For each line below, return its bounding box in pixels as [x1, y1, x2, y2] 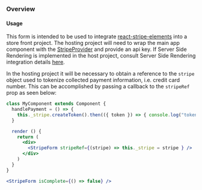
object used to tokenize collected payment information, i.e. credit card [6, 77, 180, 84]
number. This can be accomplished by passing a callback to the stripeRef [6, 83, 190, 90]
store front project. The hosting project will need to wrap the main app [6, 40, 180, 47]
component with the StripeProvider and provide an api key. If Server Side [6, 46, 188, 53]
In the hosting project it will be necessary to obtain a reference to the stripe [6, 70, 195, 77]
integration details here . [6, 59, 65, 66]
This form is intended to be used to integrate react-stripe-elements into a [6, 33, 188, 40]
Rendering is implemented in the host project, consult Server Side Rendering [6, 52, 196, 59]
